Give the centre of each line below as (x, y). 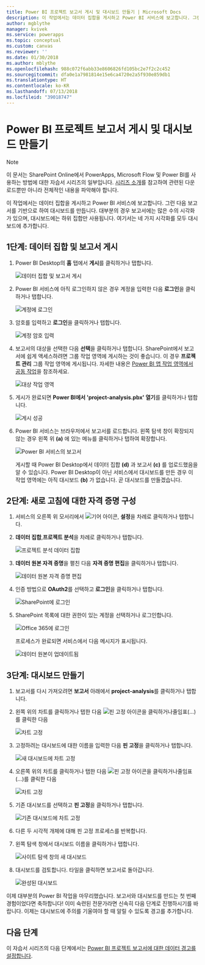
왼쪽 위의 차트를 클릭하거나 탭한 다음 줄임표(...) (106, 712)
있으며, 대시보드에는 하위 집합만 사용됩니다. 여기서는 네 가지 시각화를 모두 (100, 218)
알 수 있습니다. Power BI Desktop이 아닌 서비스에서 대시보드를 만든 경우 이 (104, 472)
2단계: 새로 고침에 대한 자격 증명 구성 (71, 501)
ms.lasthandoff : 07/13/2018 (42, 92)
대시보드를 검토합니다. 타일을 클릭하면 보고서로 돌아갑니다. (85, 870)
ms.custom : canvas (30, 46)
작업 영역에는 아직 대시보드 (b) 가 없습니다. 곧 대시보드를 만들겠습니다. (99, 480)
